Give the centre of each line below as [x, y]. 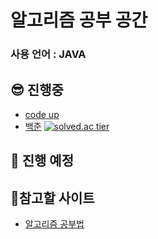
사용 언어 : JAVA [48, 54]
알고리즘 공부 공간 [79, 20]
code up [42, 114]
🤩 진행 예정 [42, 161]
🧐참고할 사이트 [52, 197]
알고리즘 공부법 [54, 224]
